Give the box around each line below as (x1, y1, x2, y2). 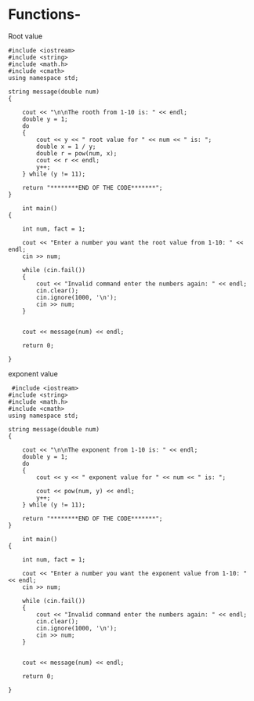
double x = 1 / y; (36, 143, 96, 151)
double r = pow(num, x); (36, 149, 118, 158)
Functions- (8, 5, 82, 24)
